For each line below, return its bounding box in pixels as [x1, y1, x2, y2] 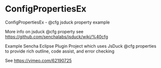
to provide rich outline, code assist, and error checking [5, 48, 115, 54]
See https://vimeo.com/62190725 [5, 57, 72, 63]
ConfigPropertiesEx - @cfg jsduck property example [5, 19, 110, 25]
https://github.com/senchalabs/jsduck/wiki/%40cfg [5, 34, 108, 40]
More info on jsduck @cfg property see [5, 28, 84, 34]
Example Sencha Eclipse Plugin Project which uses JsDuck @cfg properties [5, 43, 157, 49]
